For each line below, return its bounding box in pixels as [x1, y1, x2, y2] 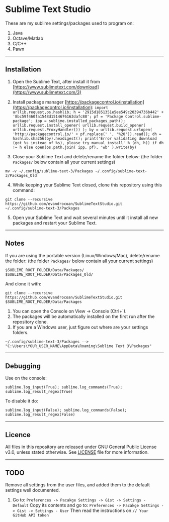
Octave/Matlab [12, 35, 44, 41]
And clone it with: [5, 280, 42, 287]
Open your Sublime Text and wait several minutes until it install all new [12, 215, 158, 221]
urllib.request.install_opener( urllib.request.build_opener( [12, 123, 146, 128]
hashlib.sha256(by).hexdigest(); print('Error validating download [12, 136, 157, 141]
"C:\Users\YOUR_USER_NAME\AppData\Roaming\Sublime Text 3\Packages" [5, 343, 152, 349]
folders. [12, 329, 29, 335]
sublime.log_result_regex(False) [5, 412, 75, 417]
